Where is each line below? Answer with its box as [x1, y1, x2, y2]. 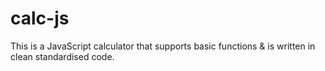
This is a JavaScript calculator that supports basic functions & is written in [10, 40, 316, 52]
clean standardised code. [10, 50, 115, 62]
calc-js [10, 7, 70, 30]
